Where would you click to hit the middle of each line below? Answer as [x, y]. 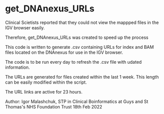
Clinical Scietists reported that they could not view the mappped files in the [82, 22]
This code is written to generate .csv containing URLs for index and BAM [80, 47]
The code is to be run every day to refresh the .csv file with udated [74, 62]
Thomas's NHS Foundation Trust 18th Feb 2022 [54, 107]
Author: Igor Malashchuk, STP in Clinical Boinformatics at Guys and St [77, 101]
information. [18, 67]
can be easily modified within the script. [46, 82]
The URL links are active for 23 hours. [44, 92]
